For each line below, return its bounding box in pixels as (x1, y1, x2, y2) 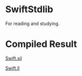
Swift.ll (5, 65, 19, 71)
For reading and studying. (5, 20, 60, 27)
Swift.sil (5, 55, 22, 61)
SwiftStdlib (5, 4, 53, 15)
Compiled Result (5, 38, 77, 50)
